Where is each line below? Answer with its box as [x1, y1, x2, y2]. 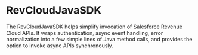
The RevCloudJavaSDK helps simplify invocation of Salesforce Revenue [6, 23, 183, 30]
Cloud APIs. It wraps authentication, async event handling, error [6, 29, 163, 36]
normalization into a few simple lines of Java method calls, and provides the [6, 35, 193, 43]
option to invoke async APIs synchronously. [6, 42, 113, 49]
